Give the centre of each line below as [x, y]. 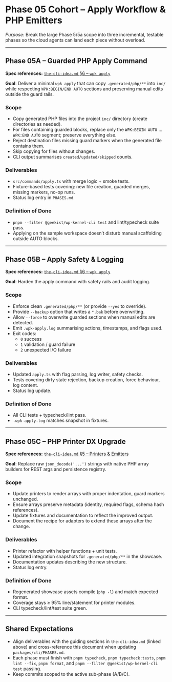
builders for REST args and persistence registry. [56, 469]
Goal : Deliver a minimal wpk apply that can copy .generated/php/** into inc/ [85, 83]
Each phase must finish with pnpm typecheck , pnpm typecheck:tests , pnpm [89, 657]
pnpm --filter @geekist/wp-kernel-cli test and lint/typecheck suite [86, 222]
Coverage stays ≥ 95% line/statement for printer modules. [74, 603]
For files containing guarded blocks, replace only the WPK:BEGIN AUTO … [87, 130]
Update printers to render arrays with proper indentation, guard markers [89, 494]
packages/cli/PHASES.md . [39, 652]
